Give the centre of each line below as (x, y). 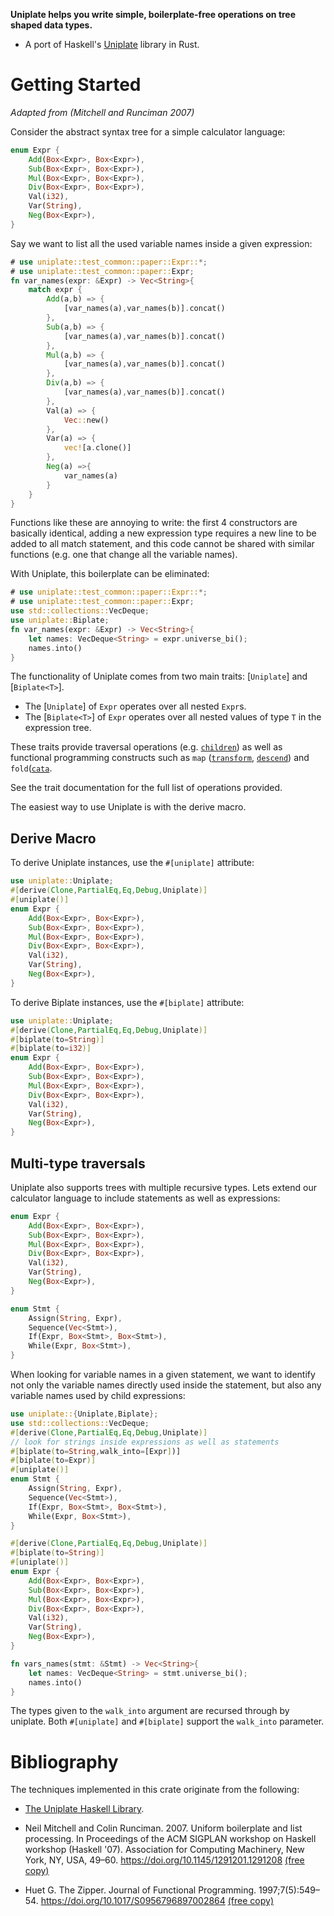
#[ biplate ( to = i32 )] (51, 1049)
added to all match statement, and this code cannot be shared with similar (162, 544)
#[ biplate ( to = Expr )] (53, 1460)
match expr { (55, 290)
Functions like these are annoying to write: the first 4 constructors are (154, 523)
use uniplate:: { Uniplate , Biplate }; (84, 1414)
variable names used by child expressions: (98, 1396)
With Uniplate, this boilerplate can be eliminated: (110, 574)
